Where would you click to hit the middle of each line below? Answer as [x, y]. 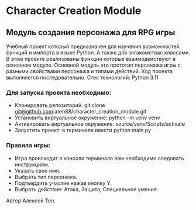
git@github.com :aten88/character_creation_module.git [80, 112]
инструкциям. [32, 164]
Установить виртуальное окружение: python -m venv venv [87, 118]
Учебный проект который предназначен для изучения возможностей [93, 46]
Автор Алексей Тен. [31, 201]
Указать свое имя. [37, 170]
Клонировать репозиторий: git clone [60, 105]
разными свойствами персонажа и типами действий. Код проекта [90, 71]
